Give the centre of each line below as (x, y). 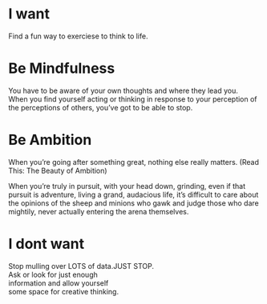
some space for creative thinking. (63, 291)
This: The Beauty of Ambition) (58, 170)
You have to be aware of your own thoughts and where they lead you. (123, 90)
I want (29, 14)
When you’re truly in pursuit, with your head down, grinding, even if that (127, 186)
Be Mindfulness (62, 68)
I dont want (47, 244)
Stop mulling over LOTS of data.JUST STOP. (81, 266)
